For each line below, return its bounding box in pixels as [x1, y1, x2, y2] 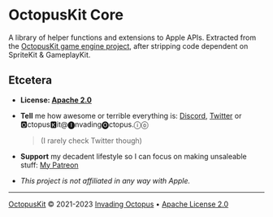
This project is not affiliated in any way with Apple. [19, 176, 191, 185]
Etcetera [8, 73, 53, 87]
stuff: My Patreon [19, 160, 79, 170]
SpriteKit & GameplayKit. [8, 50, 91, 59]
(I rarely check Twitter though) [40, 136, 142, 145]
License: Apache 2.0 [19, 95, 92, 105]
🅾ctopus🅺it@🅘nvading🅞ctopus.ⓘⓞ [19, 119, 149, 129]
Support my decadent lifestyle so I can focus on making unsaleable [19, 151, 247, 161]
